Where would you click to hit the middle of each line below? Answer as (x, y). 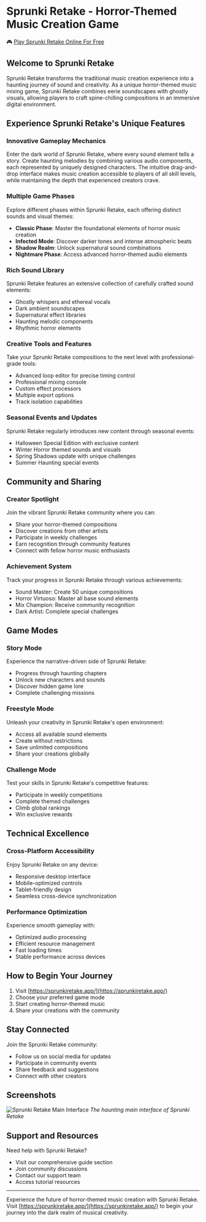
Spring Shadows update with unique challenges (75, 456)
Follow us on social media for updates (63, 1056)
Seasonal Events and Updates (52, 417)
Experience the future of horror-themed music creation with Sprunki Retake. (102, 1200)
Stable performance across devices (60, 956)
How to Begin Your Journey (60, 976)
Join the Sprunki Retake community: (52, 1044)
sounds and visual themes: (40, 216)
